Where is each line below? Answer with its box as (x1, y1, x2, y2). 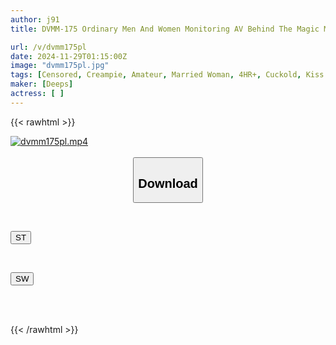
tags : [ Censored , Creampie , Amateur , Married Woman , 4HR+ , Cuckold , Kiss (10, 70, 325, 80)
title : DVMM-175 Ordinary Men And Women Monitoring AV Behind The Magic (10, 24, 320, 34)
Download (138, 176, 198, 191)
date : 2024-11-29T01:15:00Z (10, 51, 128, 61)
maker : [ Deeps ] (10, 79, 74, 90)
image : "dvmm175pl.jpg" (10, 61, 110, 71)
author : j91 (10, 14, 60, 25)
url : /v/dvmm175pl (10, 42, 87, 52)
